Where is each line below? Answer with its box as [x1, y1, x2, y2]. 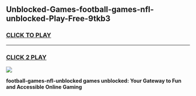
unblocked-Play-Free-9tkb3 [6, 14, 111, 24]
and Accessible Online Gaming [6, 83, 82, 90]
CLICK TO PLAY [6, 31, 51, 40]
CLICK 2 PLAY [6, 53, 47, 61]
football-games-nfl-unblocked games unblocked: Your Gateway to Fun [6, 77, 182, 84]
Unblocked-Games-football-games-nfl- [6, 5, 155, 15]
